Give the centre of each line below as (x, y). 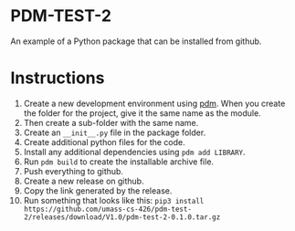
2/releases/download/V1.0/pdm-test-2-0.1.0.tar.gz (122, 217)
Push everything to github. (74, 171)
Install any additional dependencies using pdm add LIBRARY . (134, 152)
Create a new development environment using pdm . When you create (154, 103)
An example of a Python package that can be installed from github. (136, 41)
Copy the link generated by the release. (98, 190)
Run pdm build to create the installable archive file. (118, 162)
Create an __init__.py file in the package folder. (115, 132)
